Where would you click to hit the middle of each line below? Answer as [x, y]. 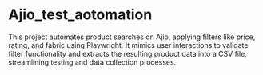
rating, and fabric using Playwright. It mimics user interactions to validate [128, 45]
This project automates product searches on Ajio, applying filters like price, [132, 37]
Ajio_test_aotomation [80, 15]
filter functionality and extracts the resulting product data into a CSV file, [128, 53]
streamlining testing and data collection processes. [92, 62]
